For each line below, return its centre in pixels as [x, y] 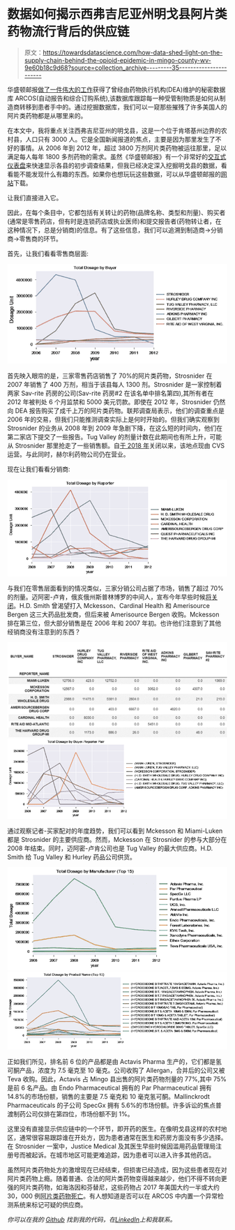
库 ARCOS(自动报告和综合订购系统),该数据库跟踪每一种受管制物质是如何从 [113, 98]
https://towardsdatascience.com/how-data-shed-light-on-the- [133, 52]
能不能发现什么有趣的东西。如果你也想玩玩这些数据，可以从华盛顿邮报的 [117, 174]
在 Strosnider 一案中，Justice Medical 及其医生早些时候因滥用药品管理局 [112, 1146]
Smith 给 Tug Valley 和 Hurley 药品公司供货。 [71, 857]
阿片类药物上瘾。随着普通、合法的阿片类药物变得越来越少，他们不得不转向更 [117, 1179]
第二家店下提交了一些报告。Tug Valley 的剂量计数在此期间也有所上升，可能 [115, 436]
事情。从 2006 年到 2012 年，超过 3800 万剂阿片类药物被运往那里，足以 [123, 148]
